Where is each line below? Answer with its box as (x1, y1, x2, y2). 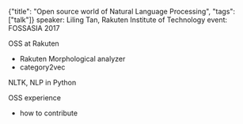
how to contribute (19, 108, 78, 118)
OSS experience (8, 93, 62, 102)
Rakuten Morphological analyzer (19, 54, 126, 63)
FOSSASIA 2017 (8, 24, 60, 32)
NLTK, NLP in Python (8, 78, 77, 87)
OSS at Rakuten (8, 39, 59, 48)
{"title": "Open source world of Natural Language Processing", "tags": (8, 7, 236, 16)
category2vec (19, 62, 66, 72)
